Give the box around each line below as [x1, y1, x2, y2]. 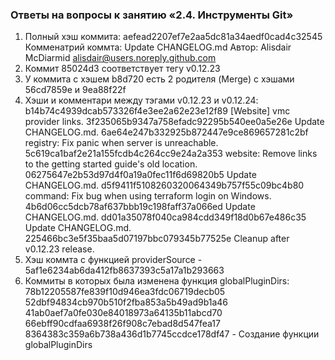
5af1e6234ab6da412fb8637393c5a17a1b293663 [24, 264, 225, 277]
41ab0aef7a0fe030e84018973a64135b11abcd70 [24, 307, 223, 319]
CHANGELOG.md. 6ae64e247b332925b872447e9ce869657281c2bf [24, 126, 309, 138]
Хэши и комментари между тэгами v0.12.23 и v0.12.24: [24, 94, 259, 107]
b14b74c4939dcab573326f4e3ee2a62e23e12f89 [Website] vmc [24, 105, 291, 117]
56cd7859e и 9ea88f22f [24, 84, 127, 96]
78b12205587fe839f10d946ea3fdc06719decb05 [24, 286, 226, 298]
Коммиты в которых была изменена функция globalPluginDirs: [24, 275, 290, 287]
